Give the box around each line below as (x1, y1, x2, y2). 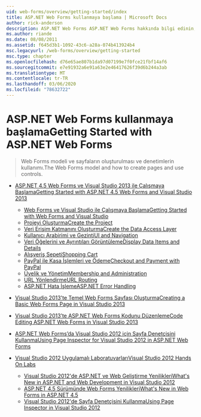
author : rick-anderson (6, 20, 63, 26)
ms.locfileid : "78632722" (6, 87, 71, 93)
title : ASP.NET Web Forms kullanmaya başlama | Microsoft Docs (6, 14, 167, 20)
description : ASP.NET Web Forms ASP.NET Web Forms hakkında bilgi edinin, (6, 25, 197, 32)
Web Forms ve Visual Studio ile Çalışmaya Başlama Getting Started (23, 206, 187, 213)
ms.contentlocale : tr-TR (6, 75, 68, 81)
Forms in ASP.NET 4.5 (23, 391, 79, 398)
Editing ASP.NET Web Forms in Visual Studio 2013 (14, 318, 139, 325)
